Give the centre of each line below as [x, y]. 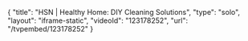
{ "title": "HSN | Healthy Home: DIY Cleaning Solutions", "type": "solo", [124, 12]
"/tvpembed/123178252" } [51, 29]
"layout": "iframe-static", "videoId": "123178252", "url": [98, 20]
